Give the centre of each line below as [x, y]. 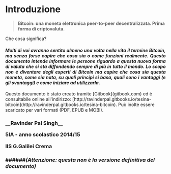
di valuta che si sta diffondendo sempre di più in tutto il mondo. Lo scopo [85, 66]
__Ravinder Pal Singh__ [34, 123]
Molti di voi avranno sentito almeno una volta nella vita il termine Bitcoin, [85, 50]
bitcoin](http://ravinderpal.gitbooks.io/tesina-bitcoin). [61, 105]
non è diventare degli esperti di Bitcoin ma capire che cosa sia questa [85, 72]
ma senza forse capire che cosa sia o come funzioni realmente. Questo [85, 56]
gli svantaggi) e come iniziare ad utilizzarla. [53, 83]
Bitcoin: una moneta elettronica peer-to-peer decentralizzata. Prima [91, 23]
